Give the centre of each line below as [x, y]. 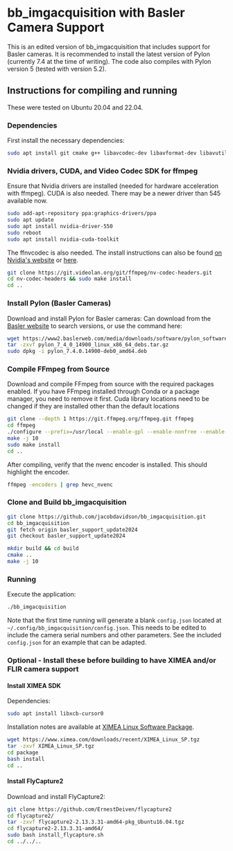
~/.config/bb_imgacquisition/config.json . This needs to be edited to [107, 628]
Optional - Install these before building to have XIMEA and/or [112, 660]
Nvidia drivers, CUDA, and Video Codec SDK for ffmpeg [103, 171]
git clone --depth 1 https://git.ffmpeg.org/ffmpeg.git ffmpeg [101, 419]
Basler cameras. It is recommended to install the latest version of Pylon [109, 54]
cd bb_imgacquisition [38, 523]
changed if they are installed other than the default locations [94, 406]
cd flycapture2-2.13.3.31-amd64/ [55, 829]
